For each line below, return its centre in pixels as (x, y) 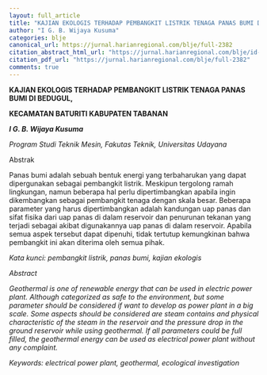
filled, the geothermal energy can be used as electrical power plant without (132, 339)
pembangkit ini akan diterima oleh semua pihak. (87, 242)
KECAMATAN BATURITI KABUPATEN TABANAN (89, 113)
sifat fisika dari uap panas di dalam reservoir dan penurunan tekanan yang (130, 217)
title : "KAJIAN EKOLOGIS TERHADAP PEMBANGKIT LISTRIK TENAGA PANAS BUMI (132, 23)
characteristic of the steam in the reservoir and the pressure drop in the (126, 322)
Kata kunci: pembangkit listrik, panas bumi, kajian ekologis (105, 258)
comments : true (34, 67)
